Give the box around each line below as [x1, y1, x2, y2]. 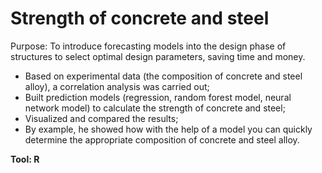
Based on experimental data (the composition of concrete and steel [24, 70, 303, 82]
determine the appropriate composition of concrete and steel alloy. [24, 133, 300, 146]
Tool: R [10, 153, 40, 165]
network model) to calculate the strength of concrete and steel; [24, 102, 286, 114]
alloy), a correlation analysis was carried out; [24, 80, 210, 92]
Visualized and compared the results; [24, 112, 179, 124]
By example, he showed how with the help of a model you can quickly [24, 123, 313, 135]
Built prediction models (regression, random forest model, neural [24, 91, 292, 103]
